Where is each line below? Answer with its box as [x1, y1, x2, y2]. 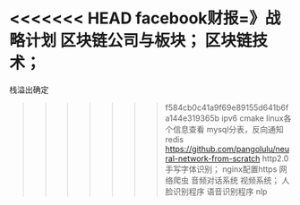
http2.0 [261, 153, 289, 164]
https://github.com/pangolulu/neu [165, 143, 289, 154]
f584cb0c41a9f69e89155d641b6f [165, 102, 289, 113]
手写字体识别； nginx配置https [165, 163, 278, 175]
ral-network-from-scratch [165, 153, 261, 164]
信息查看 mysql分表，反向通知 [173, 124, 284, 134]
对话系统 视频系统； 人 [206, 175, 290, 185]
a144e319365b [165, 113, 220, 124]
